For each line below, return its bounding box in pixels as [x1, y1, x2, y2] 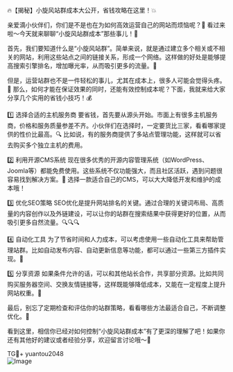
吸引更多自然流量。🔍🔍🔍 [7, 218, 80, 226]
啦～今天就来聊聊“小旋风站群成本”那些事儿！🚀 [7, 30, 139, 37]
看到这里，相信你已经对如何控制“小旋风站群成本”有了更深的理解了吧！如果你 [7, 327, 225, 335]
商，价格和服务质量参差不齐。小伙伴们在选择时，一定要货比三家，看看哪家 [7, 121, 220, 130]
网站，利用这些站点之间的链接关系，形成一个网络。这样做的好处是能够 [19, 53, 220, 61]
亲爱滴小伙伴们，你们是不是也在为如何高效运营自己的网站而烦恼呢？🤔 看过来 [7, 21, 226, 29]
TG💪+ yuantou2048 [7, 350, 64, 357]
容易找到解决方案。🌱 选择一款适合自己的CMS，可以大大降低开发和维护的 [7, 176, 215, 183]
